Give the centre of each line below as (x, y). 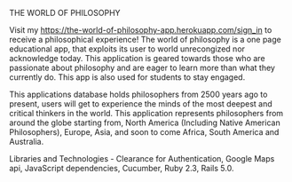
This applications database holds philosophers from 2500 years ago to (138, 94)
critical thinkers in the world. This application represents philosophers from (146, 113)
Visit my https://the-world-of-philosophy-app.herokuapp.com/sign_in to (141, 30)
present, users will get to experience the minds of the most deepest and (141, 104)
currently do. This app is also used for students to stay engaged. (127, 77)
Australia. (27, 142)
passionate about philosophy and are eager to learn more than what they (142, 67)
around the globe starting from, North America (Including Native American (145, 123)
